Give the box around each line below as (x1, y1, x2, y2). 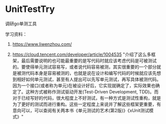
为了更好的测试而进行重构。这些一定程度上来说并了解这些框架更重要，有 (12, 101, 161, 107)
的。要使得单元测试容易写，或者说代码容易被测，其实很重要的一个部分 (12, 64, 157, 70)
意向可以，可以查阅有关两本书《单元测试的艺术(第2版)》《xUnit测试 (12, 107, 150, 113)
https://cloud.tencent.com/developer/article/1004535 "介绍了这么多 (12, 51, 152, 57)
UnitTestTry (5, 3, 55, 15)
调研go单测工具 (5, 20, 37, 26)
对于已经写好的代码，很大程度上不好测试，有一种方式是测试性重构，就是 (12, 95, 161, 101)
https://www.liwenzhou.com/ (12, 41, 72, 47)
